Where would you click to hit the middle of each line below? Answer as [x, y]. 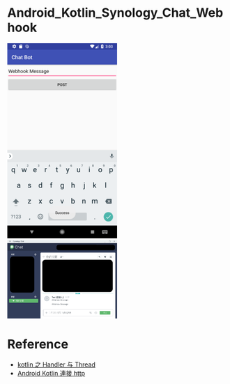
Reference [38, 345]
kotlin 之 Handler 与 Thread [56, 364]
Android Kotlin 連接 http [51, 373]
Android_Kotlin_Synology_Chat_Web [115, 13]
